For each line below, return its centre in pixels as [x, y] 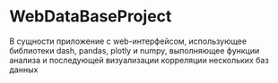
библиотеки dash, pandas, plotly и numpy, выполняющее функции [135, 50]
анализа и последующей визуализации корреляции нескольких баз [139, 60]
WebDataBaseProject [91, 17]
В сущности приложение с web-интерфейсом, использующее [128, 41]
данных [24, 70]
